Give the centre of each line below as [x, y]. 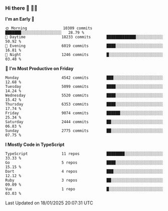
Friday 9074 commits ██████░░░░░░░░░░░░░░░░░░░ [84, 113]
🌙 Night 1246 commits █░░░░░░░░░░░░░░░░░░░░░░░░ [84, 55]
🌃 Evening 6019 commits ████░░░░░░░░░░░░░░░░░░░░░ [84, 46]
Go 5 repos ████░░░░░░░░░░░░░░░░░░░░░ [84, 163]
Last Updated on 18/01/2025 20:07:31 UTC [49, 203]
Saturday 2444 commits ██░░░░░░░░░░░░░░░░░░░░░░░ [84, 122]
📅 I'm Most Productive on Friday [39, 69]
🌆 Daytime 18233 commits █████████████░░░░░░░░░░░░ [84, 37]
